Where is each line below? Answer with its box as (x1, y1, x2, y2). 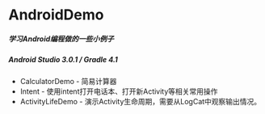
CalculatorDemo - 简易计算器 (19, 76, 117, 86)
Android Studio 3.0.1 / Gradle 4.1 (8, 55, 119, 65)
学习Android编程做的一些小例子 (8, 34, 115, 44)
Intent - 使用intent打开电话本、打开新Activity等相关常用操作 (19, 87, 218, 96)
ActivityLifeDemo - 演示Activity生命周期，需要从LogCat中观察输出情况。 (19, 96, 262, 106)
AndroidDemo (8, 6, 104, 24)
